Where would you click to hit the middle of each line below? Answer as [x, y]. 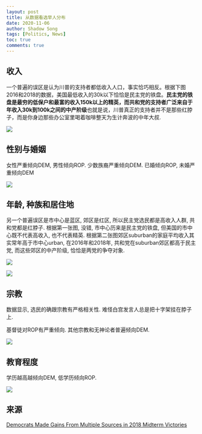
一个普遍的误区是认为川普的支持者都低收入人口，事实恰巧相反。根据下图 [96, 87]
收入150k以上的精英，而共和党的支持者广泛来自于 [131, 102]
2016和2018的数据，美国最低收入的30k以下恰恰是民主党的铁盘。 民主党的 [97, 95]
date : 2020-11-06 [28, 23]
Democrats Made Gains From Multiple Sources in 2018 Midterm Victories [97, 424]
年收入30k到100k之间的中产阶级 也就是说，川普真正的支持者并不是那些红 [97, 110]
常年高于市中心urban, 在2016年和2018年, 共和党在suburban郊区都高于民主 [103, 243]
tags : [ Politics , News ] [36, 34]
